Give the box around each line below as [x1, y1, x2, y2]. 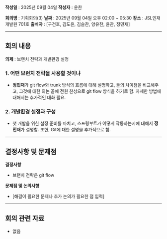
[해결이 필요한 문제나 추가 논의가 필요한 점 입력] [12, 194, 105, 200]
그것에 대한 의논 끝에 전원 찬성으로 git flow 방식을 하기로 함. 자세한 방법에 [19, 88, 162, 94]
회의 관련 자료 [5, 214, 45, 223]
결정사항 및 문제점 [5, 147, 57, 156]
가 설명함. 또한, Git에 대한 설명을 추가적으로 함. [20, 127, 111, 133]
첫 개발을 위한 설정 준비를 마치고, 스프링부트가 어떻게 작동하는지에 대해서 [12, 120, 153, 126]
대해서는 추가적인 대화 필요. [12, 94, 66, 101]
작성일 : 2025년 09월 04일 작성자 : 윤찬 [5, 4, 82, 10]
